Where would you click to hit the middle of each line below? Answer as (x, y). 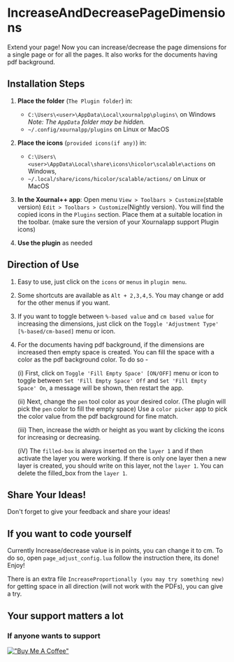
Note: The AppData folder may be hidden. (86, 122)
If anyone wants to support (54, 635)
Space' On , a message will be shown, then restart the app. (100, 388)
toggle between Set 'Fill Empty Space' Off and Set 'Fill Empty (112, 380)
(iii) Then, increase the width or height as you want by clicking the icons (121, 430)
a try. (15, 594)
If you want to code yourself (70, 534)
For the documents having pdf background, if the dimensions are (111, 345)
